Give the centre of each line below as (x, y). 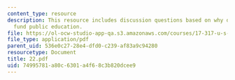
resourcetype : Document (42, 53)
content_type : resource (42, 14)
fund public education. (48, 26)
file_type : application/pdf (48, 40)
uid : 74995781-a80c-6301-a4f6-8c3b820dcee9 (72, 65)
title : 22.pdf (28, 59)
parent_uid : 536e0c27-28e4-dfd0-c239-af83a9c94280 (83, 46)
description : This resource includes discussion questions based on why (115, 20)
